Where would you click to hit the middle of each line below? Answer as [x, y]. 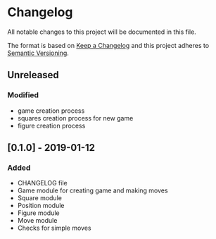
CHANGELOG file [43, 183]
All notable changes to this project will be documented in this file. [102, 32]
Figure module [38, 213]
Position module [41, 206]
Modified [23, 95]
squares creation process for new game [75, 118]
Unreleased [33, 75]
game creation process [51, 111]
